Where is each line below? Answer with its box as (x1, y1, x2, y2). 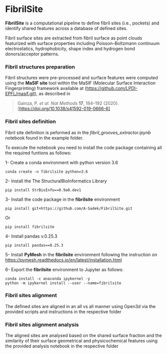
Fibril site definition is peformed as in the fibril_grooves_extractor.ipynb (5, 129, 151, 135)
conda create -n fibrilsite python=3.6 (5, 169, 88, 174)
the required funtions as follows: (5, 150, 71, 156)
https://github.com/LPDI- (86, 85, 138, 91)
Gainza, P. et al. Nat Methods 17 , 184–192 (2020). (17, 100, 119, 106)
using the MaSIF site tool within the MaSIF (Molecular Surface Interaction (5, 80, 156, 86)
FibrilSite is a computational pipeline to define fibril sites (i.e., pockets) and (5, 20, 160, 26)
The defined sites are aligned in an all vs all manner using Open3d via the (5, 303, 156, 309)
